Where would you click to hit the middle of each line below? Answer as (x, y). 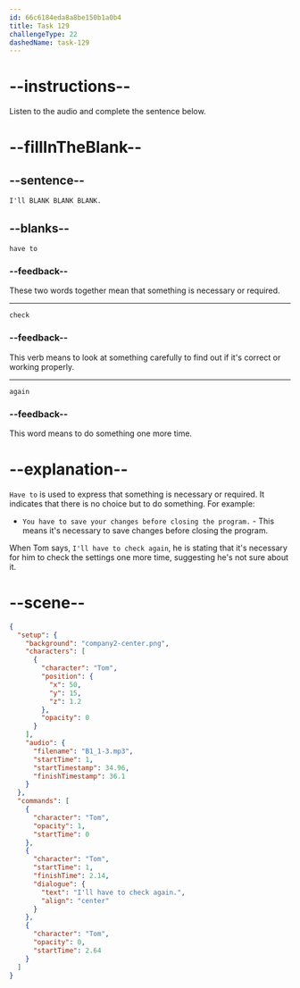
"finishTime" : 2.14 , (71, 876)
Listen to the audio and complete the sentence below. (108, 112)
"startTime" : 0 (61, 834)
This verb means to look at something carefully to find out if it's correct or (145, 357)
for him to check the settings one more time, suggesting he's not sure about (149, 557)
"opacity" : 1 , (59, 826)
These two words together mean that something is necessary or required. (145, 290)
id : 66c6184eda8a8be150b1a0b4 (66, 17)
